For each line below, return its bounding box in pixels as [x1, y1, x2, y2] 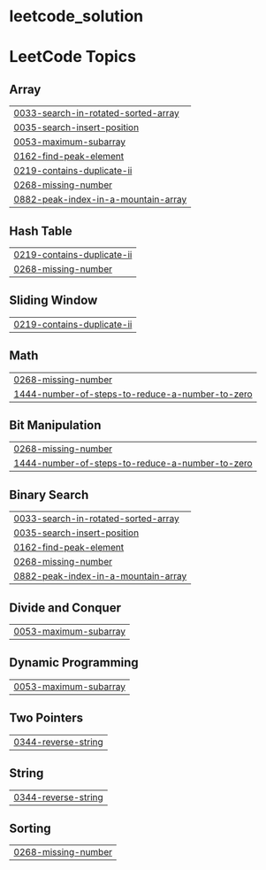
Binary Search [9, 487, 89, 502]
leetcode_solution [9, 6, 144, 27]
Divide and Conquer [9, 600, 122, 615]
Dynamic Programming [9, 655, 139, 670]
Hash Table [9, 223, 72, 238]
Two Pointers [9, 711, 84, 726]
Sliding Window [9, 293, 98, 308]
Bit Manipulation [9, 418, 102, 433]
